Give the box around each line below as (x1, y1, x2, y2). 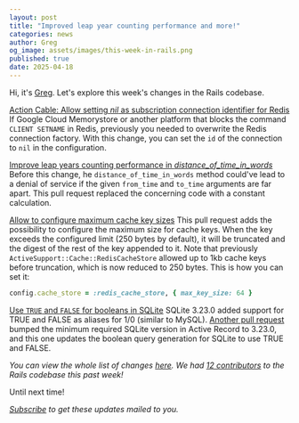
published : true (9, 54, 69, 63)
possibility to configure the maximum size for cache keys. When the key (9, 224, 273, 234)
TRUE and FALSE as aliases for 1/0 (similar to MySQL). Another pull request (9, 313, 285, 325)
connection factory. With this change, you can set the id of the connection (9, 133, 283, 143)
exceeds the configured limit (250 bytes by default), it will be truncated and (9, 233, 286, 244)
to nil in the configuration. (9, 142, 107, 152)
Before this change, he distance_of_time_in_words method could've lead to (9, 168, 286, 179)
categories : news (9, 29, 74, 38)
